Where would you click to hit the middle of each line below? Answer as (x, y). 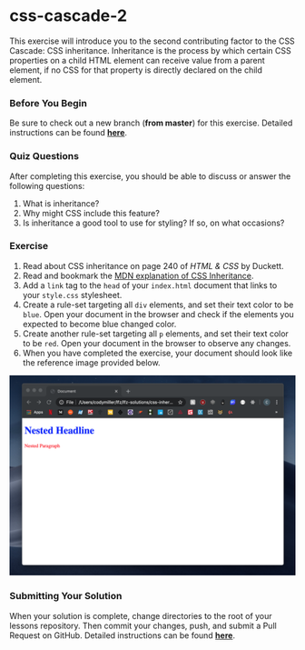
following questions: (47, 185)
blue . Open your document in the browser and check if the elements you (158, 314)
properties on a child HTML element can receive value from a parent (137, 60)
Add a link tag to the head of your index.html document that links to (150, 285)
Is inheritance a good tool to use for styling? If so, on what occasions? (153, 223)
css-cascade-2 (69, 16)
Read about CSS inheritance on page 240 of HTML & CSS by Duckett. (153, 265)
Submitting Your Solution (66, 596)
